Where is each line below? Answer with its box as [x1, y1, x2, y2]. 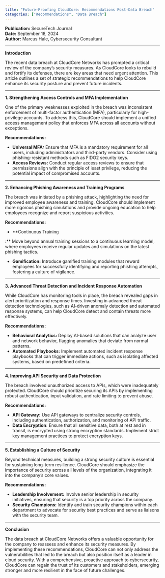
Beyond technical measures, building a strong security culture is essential [5, 456, 155, 462]
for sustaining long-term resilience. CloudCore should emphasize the [5, 461, 145, 468]
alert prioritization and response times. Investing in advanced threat [5, 297, 142, 303]
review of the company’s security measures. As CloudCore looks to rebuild [5, 64, 156, 70]
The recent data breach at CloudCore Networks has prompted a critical [5, 60, 149, 65]
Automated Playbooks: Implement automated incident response [12, 348, 143, 354]
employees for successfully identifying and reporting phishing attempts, [12, 263, 158, 269]
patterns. [12, 343, 31, 349]
